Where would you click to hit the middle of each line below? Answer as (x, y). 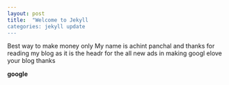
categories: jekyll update (46, 26)
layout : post (26, 13)
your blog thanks (31, 61)
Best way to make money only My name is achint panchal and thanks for (111, 46)
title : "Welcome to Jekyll (48, 20)
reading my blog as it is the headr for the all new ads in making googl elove (115, 53)
